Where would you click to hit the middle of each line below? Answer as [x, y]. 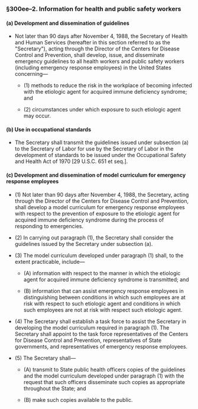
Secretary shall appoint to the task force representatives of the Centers [101, 334]
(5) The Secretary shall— [45, 358]
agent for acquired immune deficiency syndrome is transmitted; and [106, 279]
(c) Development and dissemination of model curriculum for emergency [96, 175]
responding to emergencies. [49, 226]
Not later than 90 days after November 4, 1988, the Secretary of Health [101, 36]
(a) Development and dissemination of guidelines [68, 23]
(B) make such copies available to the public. [78, 400]
